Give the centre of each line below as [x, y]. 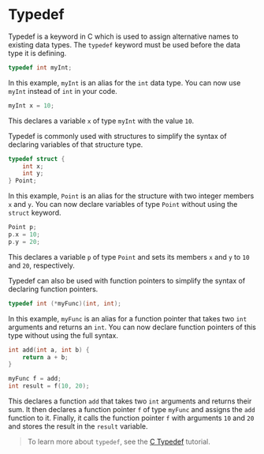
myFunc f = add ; [35, 379]
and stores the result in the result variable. [78, 426]
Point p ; [22, 227]
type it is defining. [37, 53]
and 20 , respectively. [41, 265]
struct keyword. [35, 213]
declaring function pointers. [53, 289]
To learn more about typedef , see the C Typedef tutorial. [119, 442]
